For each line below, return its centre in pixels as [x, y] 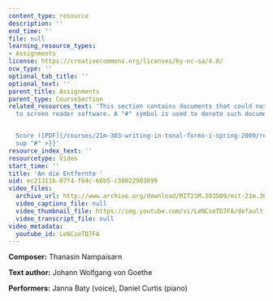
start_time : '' [34, 166]
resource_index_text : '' [50, 151]
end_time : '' [30, 31]
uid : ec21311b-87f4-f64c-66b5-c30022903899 [83, 181]
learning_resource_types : [52, 46]
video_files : [30, 189]
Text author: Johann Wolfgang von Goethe [80, 273]
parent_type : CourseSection [56, 99]
